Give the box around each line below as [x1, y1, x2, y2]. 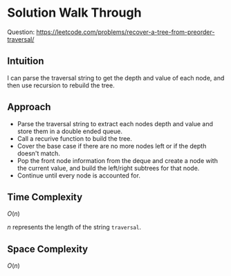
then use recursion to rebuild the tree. [7, 81, 115, 89]
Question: [7, 28, 35, 36]
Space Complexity [7, 243, 89, 255]
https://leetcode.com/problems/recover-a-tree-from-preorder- [36, 28, 215, 36]
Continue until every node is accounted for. [17, 171, 140, 180]
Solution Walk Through [7, 5, 142, 21]
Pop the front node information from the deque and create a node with [17, 156, 218, 164]
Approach [7, 101, 51, 113]
